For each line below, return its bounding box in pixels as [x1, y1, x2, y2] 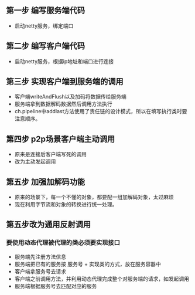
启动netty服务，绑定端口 [14, 22, 74, 29]
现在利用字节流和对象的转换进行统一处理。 [14, 201, 118, 208]
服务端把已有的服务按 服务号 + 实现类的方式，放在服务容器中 [14, 260, 161, 267]
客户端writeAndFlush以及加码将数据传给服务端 [14, 93, 127, 100]
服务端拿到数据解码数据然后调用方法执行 [14, 100, 112, 107]
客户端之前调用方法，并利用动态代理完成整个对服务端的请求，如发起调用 [14, 275, 189, 282]
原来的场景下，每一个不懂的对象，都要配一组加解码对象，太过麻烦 [14, 194, 174, 201]
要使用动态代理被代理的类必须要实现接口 [6, 239, 120, 247]
